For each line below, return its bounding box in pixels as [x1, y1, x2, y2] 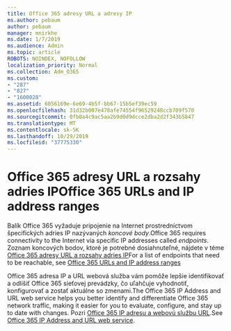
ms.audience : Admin [7, 42, 64, 49]
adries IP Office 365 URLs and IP [7, 184, 195, 200]
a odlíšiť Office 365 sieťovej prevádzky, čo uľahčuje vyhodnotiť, [7, 279, 189, 288]
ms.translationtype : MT [7, 119, 77, 127]
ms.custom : [7, 74, 39, 82]
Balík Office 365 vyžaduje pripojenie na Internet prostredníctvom [7, 221, 193, 230]
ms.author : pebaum [7, 17, 61, 24]
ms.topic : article [7, 49, 61, 56]
